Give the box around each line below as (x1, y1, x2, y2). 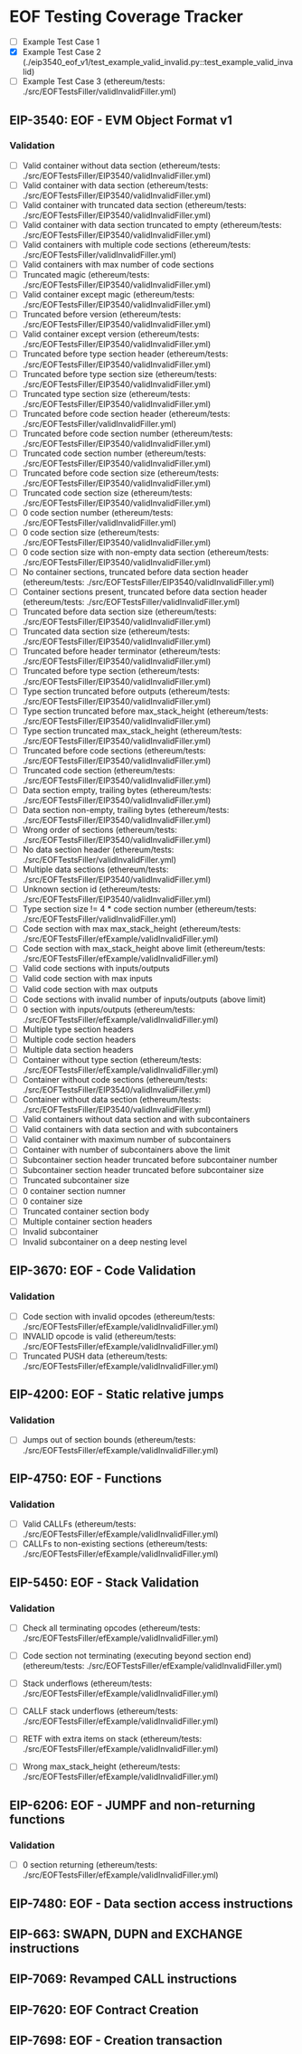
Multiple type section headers (22, 1024, 134, 1035)
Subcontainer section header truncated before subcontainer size (22, 1165, 264, 1176)
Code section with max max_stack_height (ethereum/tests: (22, 923, 241, 934)
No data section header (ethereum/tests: (22, 844, 175, 855)
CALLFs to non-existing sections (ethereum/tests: (22, 1538, 208, 1549)
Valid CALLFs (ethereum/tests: (22, 1519, 137, 1529)
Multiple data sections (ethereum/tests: (22, 864, 169, 875)
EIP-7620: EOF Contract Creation (9, 2002, 199, 2018)
